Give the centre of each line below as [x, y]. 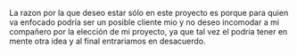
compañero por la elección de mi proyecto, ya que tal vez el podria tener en [148, 31]
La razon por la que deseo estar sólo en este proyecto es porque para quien [149, 13]
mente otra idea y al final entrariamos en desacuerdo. [107, 41]
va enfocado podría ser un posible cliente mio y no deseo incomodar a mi [144, 22]
